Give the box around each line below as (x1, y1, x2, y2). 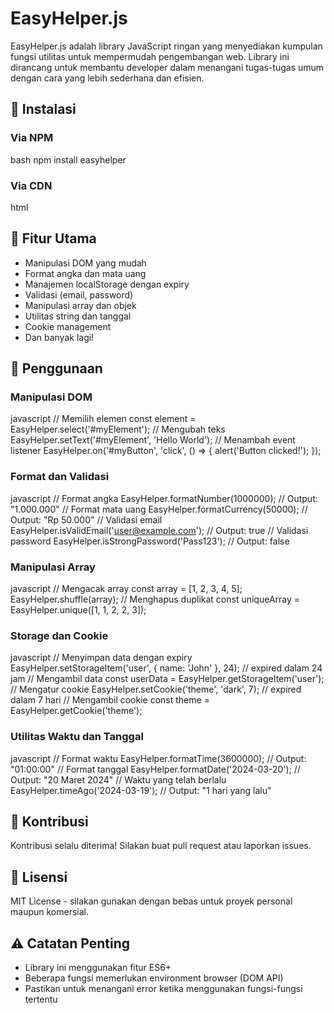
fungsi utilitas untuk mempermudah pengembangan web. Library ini (10, 50, 290, 62)
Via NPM (10, 131, 54, 145)
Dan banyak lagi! (24, 331, 95, 343)
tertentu (24, 993, 58, 1006)
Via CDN (10, 178, 53, 192)
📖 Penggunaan (10, 360, 103, 377)
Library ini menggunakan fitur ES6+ (24, 962, 172, 974)
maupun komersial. (10, 906, 89, 918)
